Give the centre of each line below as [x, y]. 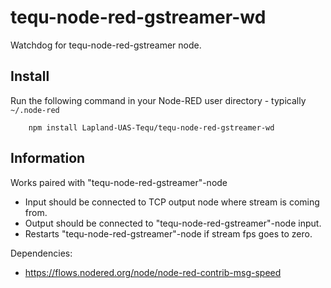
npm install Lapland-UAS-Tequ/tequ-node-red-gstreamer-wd [151, 127]
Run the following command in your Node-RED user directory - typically [158, 100]
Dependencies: [41, 253]
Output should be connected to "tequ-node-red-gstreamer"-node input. [173, 223]
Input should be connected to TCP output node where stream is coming [172, 202]
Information [48, 158]
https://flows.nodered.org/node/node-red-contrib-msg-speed [153, 272]
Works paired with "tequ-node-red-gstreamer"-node [119, 182]
